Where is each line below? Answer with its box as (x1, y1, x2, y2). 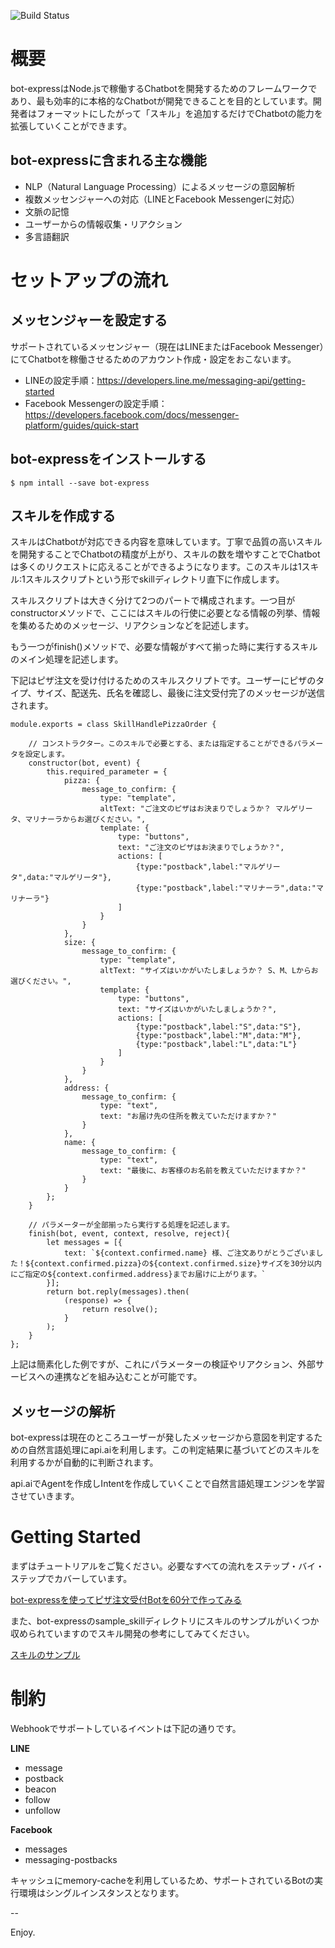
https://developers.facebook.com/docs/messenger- (24, 408, 240, 420)
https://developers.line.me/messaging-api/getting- (96, 374, 306, 386)
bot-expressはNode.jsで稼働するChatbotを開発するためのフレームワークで (10, 82, 318, 94)
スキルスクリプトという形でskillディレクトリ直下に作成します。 (24, 573, 285, 585)
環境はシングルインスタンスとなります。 (18, 1887, 185, 1899)
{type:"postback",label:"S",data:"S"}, (135, 1022, 302, 1032)
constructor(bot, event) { (28, 758, 141, 769)
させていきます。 (10, 1490, 80, 1502)
